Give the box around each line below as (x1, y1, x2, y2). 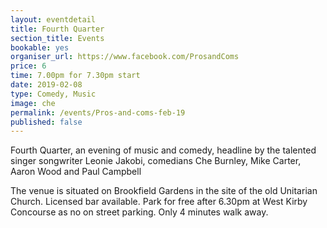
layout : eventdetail (10, 14, 97, 25)
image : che (10, 98, 56, 108)
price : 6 (10, 61, 47, 71)
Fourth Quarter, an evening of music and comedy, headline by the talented (10, 144, 317, 156)
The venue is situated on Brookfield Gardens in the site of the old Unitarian (10, 185, 318, 197)
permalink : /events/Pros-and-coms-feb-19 (10, 107, 186, 118)
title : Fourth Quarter (10, 24, 105, 34)
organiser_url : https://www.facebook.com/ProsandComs (10, 52, 240, 62)
